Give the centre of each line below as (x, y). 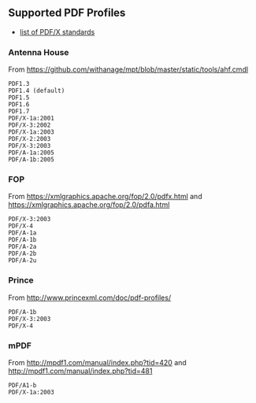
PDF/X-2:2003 (30, 139)
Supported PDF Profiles (67, 13)
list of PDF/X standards (57, 31)
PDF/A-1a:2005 (32, 153)
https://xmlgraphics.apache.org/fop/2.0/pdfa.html (89, 205)
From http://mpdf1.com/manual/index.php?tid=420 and (97, 362)
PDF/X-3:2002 (30, 125)
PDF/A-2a (22, 247)
